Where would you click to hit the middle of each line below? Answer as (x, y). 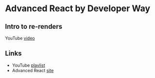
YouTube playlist (28, 65)
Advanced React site (33, 70)
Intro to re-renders (34, 27)
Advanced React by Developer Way (78, 9)
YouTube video (20, 38)
